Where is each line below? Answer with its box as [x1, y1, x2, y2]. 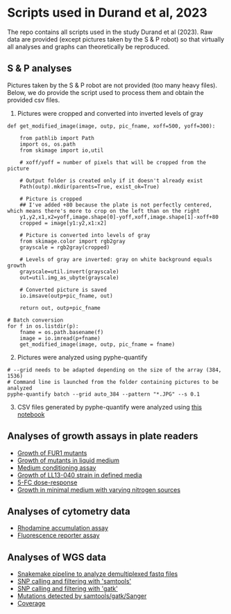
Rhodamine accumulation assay [17, 524, 109, 532]
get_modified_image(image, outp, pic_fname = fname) [19, 341, 176, 348]
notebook [17, 410, 45, 419]
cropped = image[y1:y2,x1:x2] [19, 220, 108, 227]
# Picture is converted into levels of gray [19, 231, 151, 238]
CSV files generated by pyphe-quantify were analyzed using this [17, 403, 203, 411]
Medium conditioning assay [17, 463, 96, 472]
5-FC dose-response [17, 478, 78, 486]
